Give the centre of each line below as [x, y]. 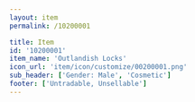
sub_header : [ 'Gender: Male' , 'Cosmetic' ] [90, 76]
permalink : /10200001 [50, 26]
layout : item [34, 17]
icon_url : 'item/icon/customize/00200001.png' [98, 67]
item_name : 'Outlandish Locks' [68, 59]
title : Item [32, 42]
